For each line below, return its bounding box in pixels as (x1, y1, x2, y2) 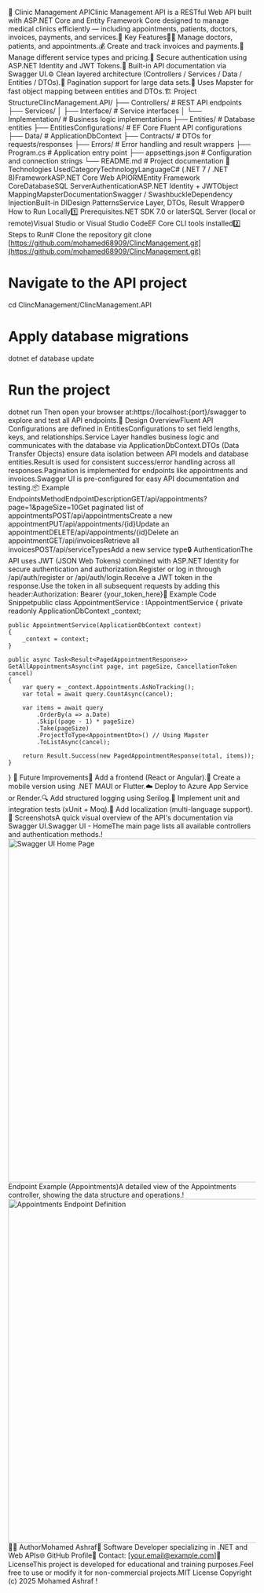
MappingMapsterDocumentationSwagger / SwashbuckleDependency (8, 189, 233, 199)
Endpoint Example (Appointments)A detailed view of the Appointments (8, 1181, 237, 1191)
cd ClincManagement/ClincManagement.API (8, 299, 152, 310)
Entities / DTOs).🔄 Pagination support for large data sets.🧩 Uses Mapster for (8, 78, 254, 86)
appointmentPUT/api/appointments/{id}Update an (8, 519, 170, 528)
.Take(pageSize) (36, 724, 90, 732)
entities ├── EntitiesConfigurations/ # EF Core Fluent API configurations (8, 123, 242, 132)
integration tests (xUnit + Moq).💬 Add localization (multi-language (8, 804, 222, 813)
